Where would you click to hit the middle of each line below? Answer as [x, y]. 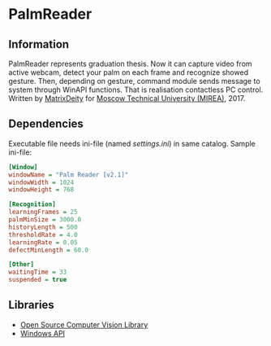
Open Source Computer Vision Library [84, 324]
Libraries [31, 305]
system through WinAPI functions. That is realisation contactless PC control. [136, 90]
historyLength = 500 [43, 227]
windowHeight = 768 [41, 190]
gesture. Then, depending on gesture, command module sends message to [135, 81]
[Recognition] [32, 204]
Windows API [43, 333]
